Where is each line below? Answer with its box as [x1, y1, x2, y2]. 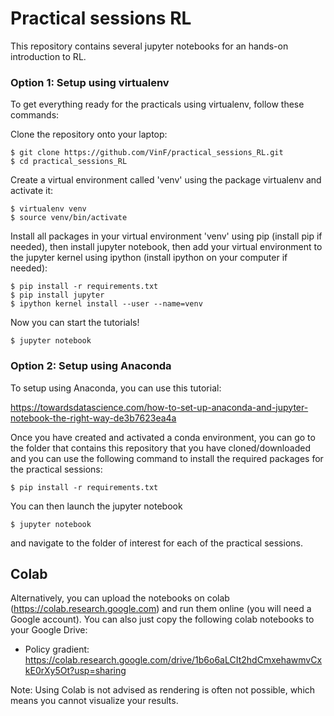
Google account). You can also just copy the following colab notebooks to [10, 613, 315, 626]
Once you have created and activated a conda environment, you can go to [10, 431, 316, 443]
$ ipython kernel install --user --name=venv [10, 299, 203, 309]
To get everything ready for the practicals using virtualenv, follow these [10, 98, 305, 111]
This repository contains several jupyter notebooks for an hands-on [10, 40, 289, 52]
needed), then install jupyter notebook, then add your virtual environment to [10, 241, 323, 253]
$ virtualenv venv [10, 204, 87, 214]
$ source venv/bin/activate [10, 213, 128, 223]
